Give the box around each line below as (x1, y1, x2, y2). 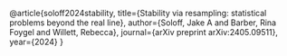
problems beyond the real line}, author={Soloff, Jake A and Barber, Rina (9, 17, 277, 28)
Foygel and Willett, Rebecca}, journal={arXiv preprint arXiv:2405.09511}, (9, 27, 279, 37)
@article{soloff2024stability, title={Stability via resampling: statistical (9, 8, 267, 18)
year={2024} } (9, 36, 63, 47)
